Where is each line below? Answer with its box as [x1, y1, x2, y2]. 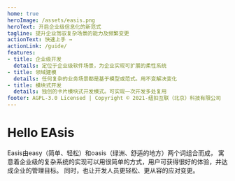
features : [7, 50, 36, 57]
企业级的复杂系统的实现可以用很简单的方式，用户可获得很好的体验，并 [19, 157, 222, 166]
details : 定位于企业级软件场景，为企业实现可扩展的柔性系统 [13, 62, 167, 69]
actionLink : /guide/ [7, 43, 68, 50]
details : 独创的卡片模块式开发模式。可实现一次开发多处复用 [13, 88, 167, 95]
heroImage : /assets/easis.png [7, 17, 96, 24]
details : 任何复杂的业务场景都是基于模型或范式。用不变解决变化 [13, 75, 177, 82]
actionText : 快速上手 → [7, 36, 72, 43]
